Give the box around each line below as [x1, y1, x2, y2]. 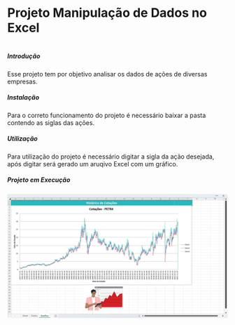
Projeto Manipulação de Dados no [7, 5, 208, 21]
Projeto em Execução [7, 175, 71, 184]
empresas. [7, 77, 38, 86]
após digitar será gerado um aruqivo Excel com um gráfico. [7, 159, 178, 168]
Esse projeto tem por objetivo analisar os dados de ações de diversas [7, 69, 208, 78]
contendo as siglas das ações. [7, 118, 95, 127]
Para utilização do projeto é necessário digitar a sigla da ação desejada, [7, 152, 215, 161]
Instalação [7, 93, 40, 102]
